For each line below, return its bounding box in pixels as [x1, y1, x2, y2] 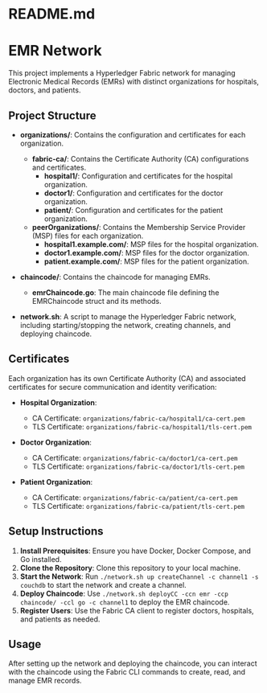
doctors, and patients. [8, 85, 81, 95]
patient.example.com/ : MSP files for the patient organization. [43, 256, 249, 266]
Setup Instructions [8, 524, 104, 539]
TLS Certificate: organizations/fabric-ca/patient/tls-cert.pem [31, 501, 245, 511]
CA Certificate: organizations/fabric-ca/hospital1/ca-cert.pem [31, 413, 245, 423]
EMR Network [8, 42, 102, 60]
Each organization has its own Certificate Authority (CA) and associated [8, 373, 247, 383]
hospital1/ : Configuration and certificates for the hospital [43, 170, 233, 181]
